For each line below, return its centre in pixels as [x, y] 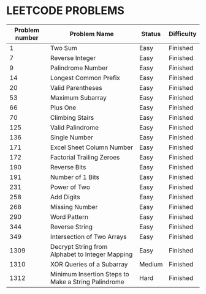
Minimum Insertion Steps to [90, 274]
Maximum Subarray [78, 97]
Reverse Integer [73, 57]
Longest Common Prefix [85, 78]
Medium [151, 264]
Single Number [72, 137]
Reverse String [71, 227]
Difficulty [182, 34]
